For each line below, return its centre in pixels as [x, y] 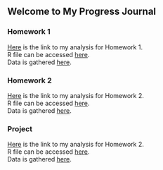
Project [20, 128]
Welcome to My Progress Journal [82, 12]
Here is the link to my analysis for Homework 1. [75, 47]
